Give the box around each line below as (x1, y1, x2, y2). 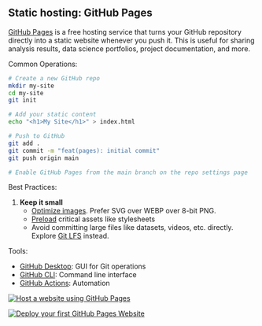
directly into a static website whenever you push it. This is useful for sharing (8, 35, 255, 45)
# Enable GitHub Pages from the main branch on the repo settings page (8, 169, 248, 176)
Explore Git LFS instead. (31, 232, 109, 241)
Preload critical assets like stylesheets (31, 214, 156, 224)
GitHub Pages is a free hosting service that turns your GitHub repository (8, 27, 242, 36)
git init (8, 96, 37, 105)
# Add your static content (8, 110, 97, 119)
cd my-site (8, 89, 44, 97)
